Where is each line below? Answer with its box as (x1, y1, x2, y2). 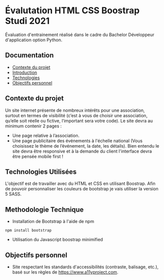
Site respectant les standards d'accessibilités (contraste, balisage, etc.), (12, 264, 159, 270)
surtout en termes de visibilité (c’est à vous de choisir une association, (5, 112, 148, 118)
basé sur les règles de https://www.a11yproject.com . (12, 269, 119, 275)
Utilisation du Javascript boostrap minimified (12, 237, 103, 243)
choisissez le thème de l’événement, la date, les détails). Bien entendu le (12, 143, 160, 149)
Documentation (5, 51, 54, 60)
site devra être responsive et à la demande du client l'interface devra (12, 148, 152, 154)
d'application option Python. (5, 37, 63, 43)
